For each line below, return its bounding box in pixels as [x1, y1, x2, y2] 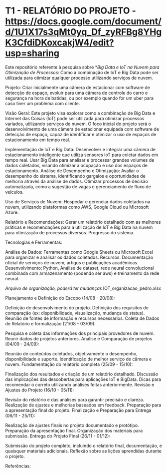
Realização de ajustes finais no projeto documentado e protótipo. [5, 422, 139, 428]
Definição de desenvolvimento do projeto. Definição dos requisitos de [5, 304, 149, 310]
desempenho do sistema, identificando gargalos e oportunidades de [5, 173, 146, 179]
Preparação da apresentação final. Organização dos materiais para [5, 427, 143, 433]
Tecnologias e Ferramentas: [5, 239, 62, 245]
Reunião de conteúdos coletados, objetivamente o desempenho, [5, 350, 138, 356]
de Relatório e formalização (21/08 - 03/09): [5, 320, 96, 326]
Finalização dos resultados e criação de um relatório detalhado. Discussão [5, 371, 159, 377]
